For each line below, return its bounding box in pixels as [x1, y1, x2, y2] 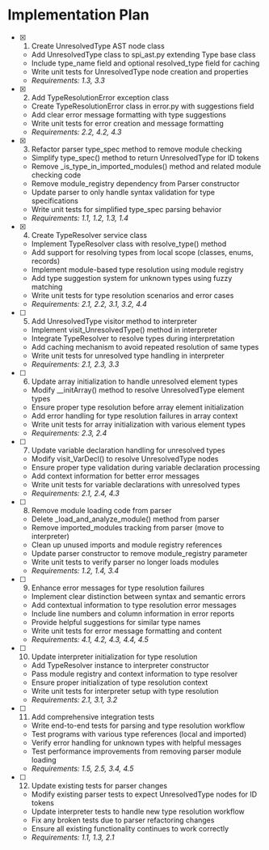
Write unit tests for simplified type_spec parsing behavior [31, 204, 222, 214]
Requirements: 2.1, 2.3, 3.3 [31, 359, 120, 369]
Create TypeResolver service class [31, 230, 147, 240]
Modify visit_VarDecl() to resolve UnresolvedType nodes [31, 453, 219, 463]
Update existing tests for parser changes [31, 780, 167, 790]
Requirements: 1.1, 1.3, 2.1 [31, 832, 115, 842]
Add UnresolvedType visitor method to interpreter [31, 316, 197, 325]
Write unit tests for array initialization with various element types [31, 419, 246, 429]
